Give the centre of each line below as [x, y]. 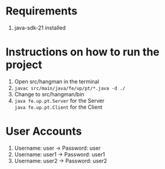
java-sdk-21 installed [40, 28]
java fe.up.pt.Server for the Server [59, 100]
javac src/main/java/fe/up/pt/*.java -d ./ [70, 88]
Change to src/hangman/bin [49, 94]
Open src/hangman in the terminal [57, 81]
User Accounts [44, 131]
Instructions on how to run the [83, 52]
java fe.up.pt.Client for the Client [58, 107]
